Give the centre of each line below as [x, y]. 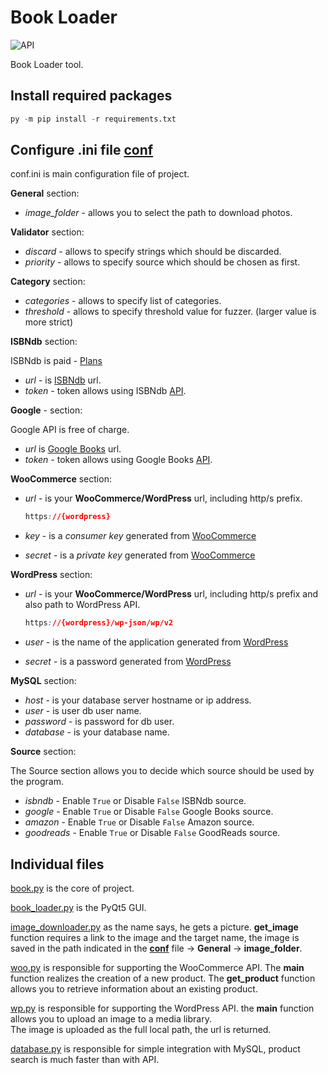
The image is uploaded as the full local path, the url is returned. [141, 1029]
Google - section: [46, 410]
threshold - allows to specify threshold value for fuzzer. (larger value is [170, 312]
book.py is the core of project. [72, 888]
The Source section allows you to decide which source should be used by [162, 771]
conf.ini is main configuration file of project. [100, 174]
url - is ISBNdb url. [63, 380]
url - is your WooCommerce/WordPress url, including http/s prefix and [171, 594]
